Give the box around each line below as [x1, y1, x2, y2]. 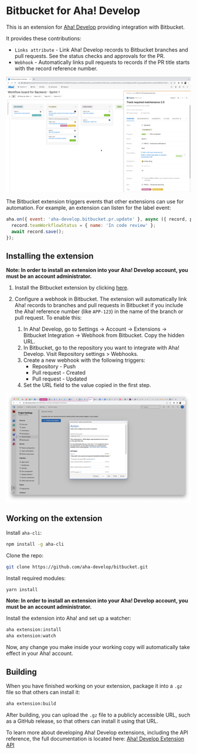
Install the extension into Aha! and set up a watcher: [6, 614, 131, 622]
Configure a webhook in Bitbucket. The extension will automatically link [14, 296, 187, 303]
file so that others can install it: [6, 689, 80, 696]
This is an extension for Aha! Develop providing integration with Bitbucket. [6, 23, 185, 30]
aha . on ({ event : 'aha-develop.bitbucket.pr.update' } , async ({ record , [6, 216, 188, 222]
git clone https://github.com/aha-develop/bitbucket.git [6, 564, 148, 570]
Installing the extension [6, 251, 94, 261]
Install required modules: [6, 575, 66, 582]
